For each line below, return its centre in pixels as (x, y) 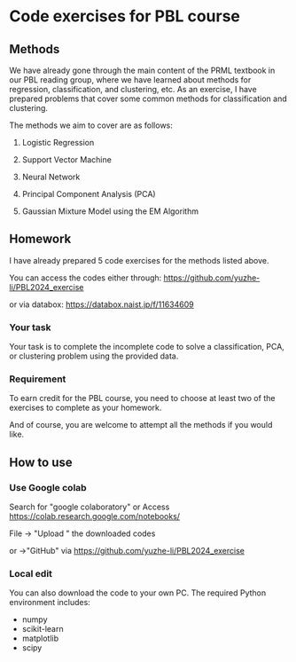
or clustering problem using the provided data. (94, 356)
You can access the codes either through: (86, 278)
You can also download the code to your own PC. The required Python (138, 593)
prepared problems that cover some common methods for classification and (148, 99)
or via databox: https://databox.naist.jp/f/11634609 (101, 304)
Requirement (38, 379)
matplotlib (40, 638)
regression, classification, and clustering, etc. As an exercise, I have (133, 89)
